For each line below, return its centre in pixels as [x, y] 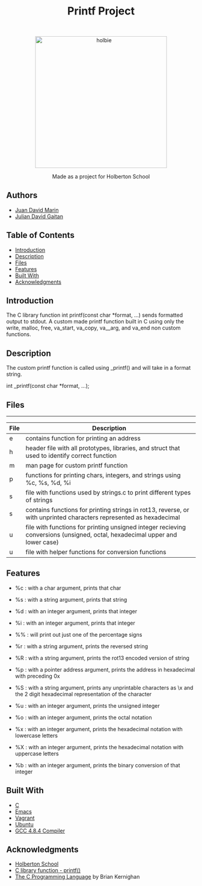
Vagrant [25, 818]
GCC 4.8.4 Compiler [40, 831]
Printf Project [101, 11]
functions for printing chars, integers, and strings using [103, 475]
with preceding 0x [37, 676]
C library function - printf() [48, 870]
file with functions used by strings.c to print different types [108, 492]
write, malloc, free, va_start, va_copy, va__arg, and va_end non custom [93, 328]
